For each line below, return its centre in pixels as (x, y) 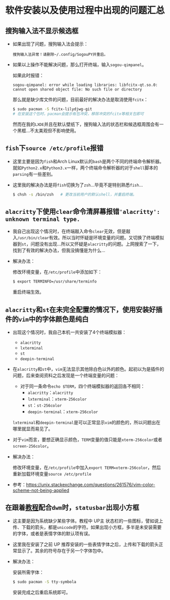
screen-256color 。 (32, 446)
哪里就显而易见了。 (33, 429)
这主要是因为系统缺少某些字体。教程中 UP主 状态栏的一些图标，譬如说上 (88, 521)
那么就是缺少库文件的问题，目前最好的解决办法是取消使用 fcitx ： (80, 99)
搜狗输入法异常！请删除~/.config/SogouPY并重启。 (60, 54)
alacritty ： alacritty (50, 392)
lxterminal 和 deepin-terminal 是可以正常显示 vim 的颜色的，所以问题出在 (87, 422)
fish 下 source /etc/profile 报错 (54, 148)
